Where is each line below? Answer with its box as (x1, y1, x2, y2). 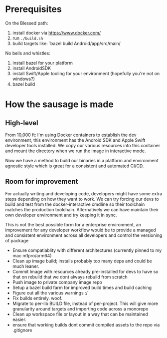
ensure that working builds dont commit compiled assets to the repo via (12, 321, 160, 327)
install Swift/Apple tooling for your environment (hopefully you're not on (12, 70, 160, 76)
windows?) (12, 76, 35, 82)
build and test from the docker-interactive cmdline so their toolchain (5, 201, 145, 207)
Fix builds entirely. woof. (12, 295, 63, 301)
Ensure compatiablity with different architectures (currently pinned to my (12, 247, 162, 253)
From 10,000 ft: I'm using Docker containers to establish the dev (5, 132, 137, 138)
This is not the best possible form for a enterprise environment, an (5, 221, 141, 227)
